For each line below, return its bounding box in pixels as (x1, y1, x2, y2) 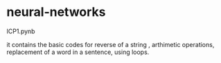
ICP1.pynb (6, 27, 35, 35)
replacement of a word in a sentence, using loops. (6, 48, 150, 56)
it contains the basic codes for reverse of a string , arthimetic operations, (6, 40, 215, 48)
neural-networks (6, 4, 106, 20)
